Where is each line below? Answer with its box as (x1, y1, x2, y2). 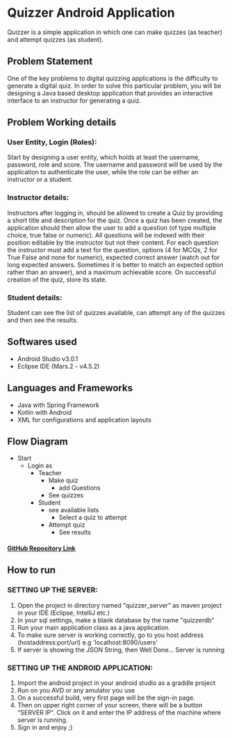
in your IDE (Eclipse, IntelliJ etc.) (17, 608, 110, 617)
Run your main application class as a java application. (17, 623, 170, 631)
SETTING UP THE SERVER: (7, 585, 99, 595)
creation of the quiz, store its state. (7, 275, 108, 284)
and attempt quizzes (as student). (7, 35, 104, 43)
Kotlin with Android (17, 408, 72, 416)
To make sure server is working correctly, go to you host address (17, 631, 204, 639)
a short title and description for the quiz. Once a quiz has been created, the (7, 216, 222, 224)
